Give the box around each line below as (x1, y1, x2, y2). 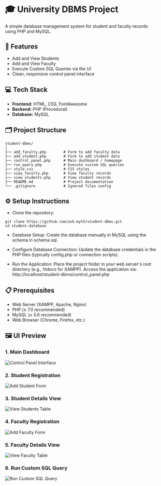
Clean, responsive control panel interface (12, 71, 95, 77)
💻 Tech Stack (5, 86, 48, 94)
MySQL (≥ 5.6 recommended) (12, 312, 72, 317)
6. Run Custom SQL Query (5, 465, 68, 471)
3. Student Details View (5, 395, 61, 401)
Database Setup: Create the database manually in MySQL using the (12, 232, 146, 238)
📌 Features (5, 42, 38, 51)
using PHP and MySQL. (5, 28, 52, 34)
